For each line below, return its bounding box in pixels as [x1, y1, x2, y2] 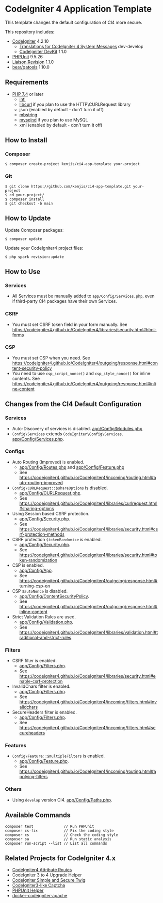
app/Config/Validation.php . [19, 619, 74, 625]
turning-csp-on [19, 583, 50, 589]
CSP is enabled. [12, 562, 44, 568]
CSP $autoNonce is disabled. [12, 588, 68, 594]
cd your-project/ [9, 192, 45, 197]
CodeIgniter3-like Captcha [12, 883, 65, 888]
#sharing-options [19, 505, 54, 511]
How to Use [5, 267, 41, 275]
